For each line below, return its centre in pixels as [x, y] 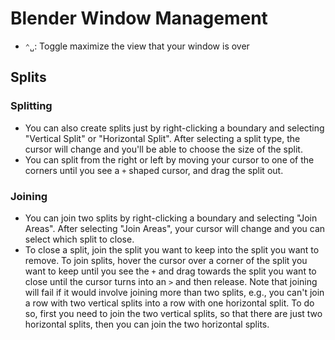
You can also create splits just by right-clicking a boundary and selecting [174, 128]
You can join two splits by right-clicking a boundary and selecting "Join [171, 218]
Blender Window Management [139, 18]
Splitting [31, 106]
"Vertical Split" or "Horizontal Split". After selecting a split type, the [162, 138]
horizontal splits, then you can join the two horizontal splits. [147, 324]
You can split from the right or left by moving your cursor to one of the [169, 159]
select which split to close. [79, 239]
